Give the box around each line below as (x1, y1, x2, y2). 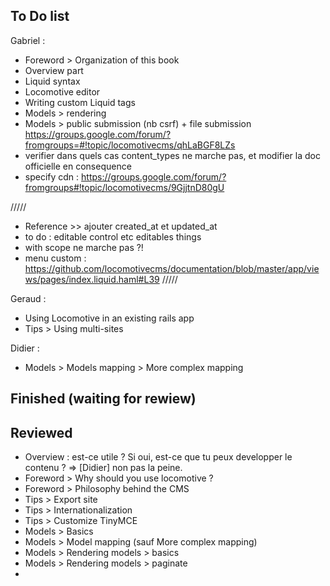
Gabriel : (10, 34, 46, 46)
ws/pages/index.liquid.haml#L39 (24, 273, 160, 285)
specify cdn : (24, 170, 80, 183)
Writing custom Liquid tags (24, 96, 136, 108)
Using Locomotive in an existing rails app (24, 312, 195, 324)
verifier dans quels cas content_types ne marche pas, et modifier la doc (24, 149, 321, 161)
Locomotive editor (24, 85, 101, 98)
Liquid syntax (24, 75, 81, 87)
